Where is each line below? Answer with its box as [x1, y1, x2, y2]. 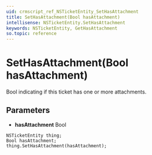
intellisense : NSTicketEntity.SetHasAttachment [6, 20, 126, 25]
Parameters [6, 105, 50, 115]
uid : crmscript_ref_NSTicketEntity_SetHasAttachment [6, 8, 139, 15]
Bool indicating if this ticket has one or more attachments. [6, 88, 147, 95]
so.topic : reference [6, 31, 57, 37]
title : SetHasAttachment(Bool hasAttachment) [6, 14, 120, 20]
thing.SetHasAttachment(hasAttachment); [6, 143, 108, 148]
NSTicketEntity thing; [6, 133, 62, 138]
